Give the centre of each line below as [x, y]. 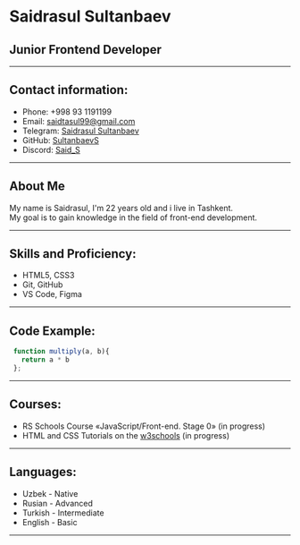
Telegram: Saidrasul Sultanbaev [81, 131]
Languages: [43, 472]
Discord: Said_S [51, 149]
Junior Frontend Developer [86, 50]
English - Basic [50, 522]
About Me [37, 187]
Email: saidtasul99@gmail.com [79, 121]
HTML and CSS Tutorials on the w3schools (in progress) [126, 435]
